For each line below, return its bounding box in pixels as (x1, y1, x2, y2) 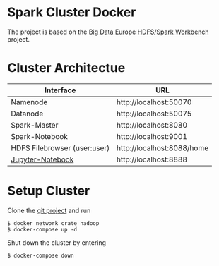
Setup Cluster (7, 183, 90, 199)
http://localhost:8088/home (116, 143, 209, 152)
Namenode (11, 97, 48, 107)
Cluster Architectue (7, 60, 126, 76)
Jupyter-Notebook (11, 155, 74, 164)
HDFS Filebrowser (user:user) (11, 143, 110, 152)
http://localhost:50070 (116, 97, 192, 107)
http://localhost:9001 (116, 131, 188, 141)
